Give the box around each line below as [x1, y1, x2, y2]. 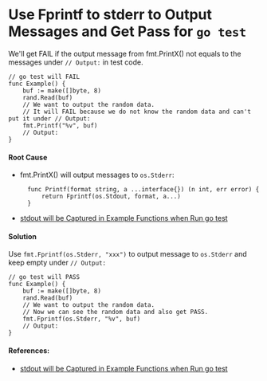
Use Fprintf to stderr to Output [8, 6, 213, 24]
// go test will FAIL [8, 73, 80, 81]
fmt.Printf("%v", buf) [22, 121, 98, 129]
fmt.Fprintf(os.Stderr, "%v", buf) [22, 315, 141, 324]
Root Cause [8, 152, 48, 162]
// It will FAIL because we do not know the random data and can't [22, 108, 251, 116]
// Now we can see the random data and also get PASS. [22, 308, 209, 316]
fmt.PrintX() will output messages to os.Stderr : [19, 170, 175, 180]
